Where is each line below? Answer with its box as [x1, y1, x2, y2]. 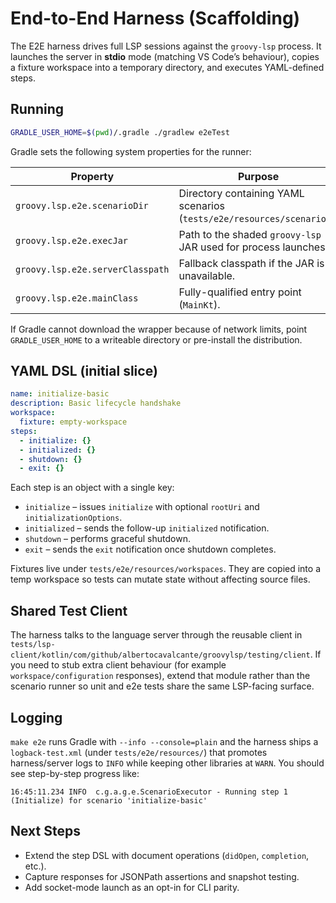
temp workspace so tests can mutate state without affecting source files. [10, 573, 311, 586]
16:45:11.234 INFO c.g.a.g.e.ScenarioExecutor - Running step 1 [10, 787, 288, 797]
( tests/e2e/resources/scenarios [178, 211, 332, 225]
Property [70, 169, 115, 183]
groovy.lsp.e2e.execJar [15, 235, 129, 246]
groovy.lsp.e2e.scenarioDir [15, 200, 149, 211]
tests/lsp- [10, 640, 56, 650]
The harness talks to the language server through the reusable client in [10, 629, 303, 641]
